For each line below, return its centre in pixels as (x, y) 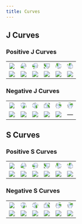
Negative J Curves (33, 91)
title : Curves (23, 11)
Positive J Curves (31, 51)
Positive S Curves (31, 151)
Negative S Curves (33, 191)
